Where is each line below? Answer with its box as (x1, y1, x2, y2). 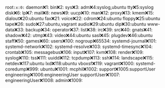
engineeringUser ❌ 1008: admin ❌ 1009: (5, 77, 83, 83)
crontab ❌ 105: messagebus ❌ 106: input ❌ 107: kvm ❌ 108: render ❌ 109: (5, 49, 144, 55)
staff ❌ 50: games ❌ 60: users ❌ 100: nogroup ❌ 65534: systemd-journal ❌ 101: (5, 38, 157, 44)
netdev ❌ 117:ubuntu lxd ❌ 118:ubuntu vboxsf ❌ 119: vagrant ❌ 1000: (5, 60, 135, 66)
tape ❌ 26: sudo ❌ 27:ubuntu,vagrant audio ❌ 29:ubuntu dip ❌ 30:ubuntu (5, 21, 146, 27)
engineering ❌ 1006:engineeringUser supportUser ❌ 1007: (5, 72, 120, 77)
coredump (5, 66, 26, 72)
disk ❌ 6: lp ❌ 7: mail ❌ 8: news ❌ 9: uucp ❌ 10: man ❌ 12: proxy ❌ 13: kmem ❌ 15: (5, 10, 154, 15)
